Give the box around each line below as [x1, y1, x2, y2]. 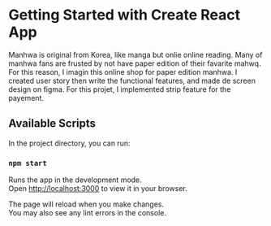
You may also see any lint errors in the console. [8, 208, 166, 218]
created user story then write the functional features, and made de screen [8, 76, 256, 85]
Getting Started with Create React [8, 6, 241, 24]
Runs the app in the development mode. [8, 175, 142, 185]
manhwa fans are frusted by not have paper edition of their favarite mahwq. [8, 59, 261, 68]
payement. [8, 93, 45, 102]
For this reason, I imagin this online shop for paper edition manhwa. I [8, 67, 238, 76]
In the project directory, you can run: [8, 138, 131, 148]
